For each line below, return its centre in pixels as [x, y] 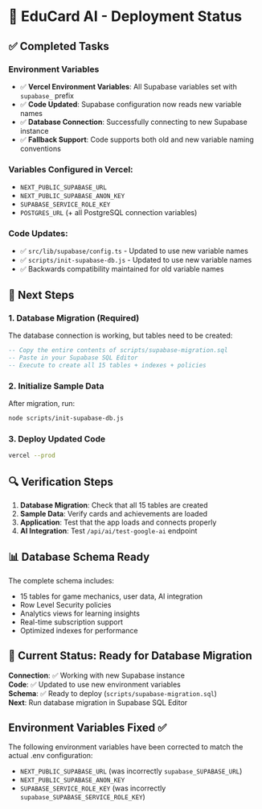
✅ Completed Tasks [59, 46]
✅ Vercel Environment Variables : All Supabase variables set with [128, 86]
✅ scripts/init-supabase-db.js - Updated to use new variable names [136, 260]
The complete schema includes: [61, 580]
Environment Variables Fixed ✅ [88, 727]
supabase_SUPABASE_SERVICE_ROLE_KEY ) [83, 797]
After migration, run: [42, 404]
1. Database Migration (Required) [74, 317]
